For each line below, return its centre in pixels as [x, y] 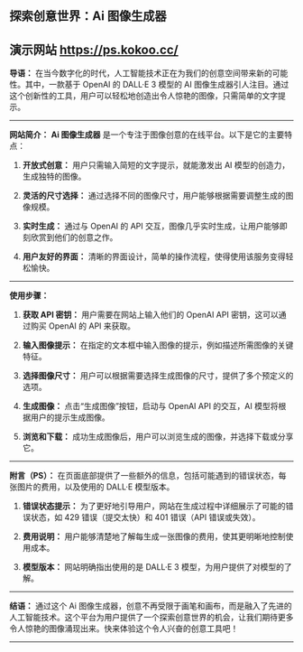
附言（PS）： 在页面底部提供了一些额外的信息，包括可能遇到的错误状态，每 [148, 476]
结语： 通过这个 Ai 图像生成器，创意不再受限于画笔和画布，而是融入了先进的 [151, 606]
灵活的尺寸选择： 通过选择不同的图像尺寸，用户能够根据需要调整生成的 [154, 196]
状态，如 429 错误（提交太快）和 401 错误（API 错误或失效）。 [145, 517]
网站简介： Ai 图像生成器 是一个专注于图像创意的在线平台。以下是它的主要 [147, 135]
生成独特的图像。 [54, 177]
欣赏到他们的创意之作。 [74, 238]
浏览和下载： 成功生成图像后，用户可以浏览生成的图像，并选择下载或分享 [158, 437]
